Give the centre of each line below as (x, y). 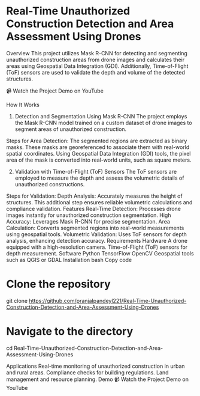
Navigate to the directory (70, 331)
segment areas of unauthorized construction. (71, 129)
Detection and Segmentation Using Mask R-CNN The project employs (101, 116)
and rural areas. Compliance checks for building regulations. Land (87, 372)
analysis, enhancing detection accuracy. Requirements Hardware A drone (97, 240)
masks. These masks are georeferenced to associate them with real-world (98, 147)
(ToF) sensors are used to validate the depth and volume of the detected (96, 72)
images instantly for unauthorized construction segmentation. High (89, 215)
